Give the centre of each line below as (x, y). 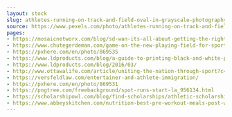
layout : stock (27, 13)
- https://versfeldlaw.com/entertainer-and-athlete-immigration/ (102, 77)
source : (18, 26)
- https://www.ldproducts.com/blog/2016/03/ (72, 65)
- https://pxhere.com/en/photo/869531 (62, 84)
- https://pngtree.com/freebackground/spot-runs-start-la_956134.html (110, 90)
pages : (16, 33)
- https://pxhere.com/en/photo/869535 (62, 52)
